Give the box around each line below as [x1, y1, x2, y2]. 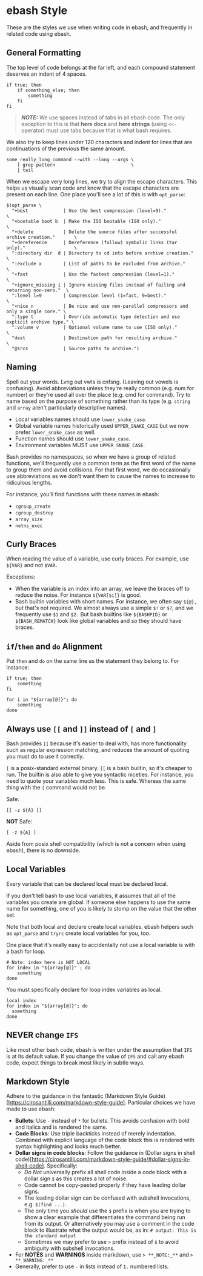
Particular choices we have [127, 1099, 196, 1106]
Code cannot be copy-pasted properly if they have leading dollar [24, 1181, 186, 1189]
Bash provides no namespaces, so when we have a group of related [6, 453, 176, 460]
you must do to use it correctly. [6, 753, 84, 760]
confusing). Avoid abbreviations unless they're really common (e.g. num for [6, 384, 195, 391]
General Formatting [6, 48, 81, 58]
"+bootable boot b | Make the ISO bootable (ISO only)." [12, 218, 162, 224]
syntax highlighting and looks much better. [15, 1143, 122, 1150]
